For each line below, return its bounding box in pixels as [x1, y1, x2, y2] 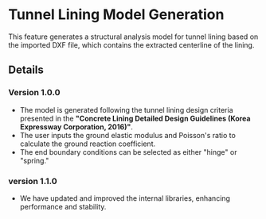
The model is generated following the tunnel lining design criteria [19, 105, 233, 114]
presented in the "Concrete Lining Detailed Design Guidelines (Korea [19, 113, 251, 123]
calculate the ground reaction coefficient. [19, 139, 156, 148]
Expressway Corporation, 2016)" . [19, 121, 134, 132]
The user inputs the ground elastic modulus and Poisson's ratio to [19, 130, 237, 140]
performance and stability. [19, 202, 107, 211]
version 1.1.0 [8, 175, 57, 186]
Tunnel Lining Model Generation [8, 6, 225, 24]
